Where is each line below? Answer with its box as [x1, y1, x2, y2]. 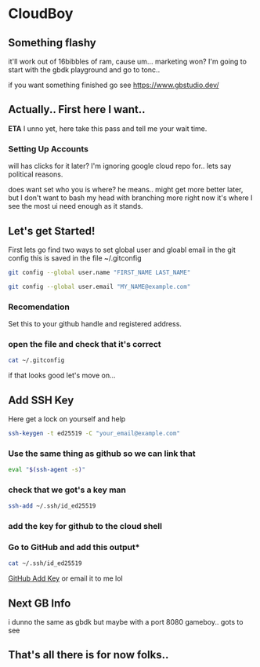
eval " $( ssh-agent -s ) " [8, 466, 86, 474]
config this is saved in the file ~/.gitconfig [8, 253, 143, 263]
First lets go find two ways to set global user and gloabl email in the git [8, 245, 237, 254]
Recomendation [8, 301, 70, 312]
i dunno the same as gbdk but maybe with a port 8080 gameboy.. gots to [8, 618, 244, 627]
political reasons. [8, 169, 63, 179]
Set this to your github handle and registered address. [8, 319, 182, 328]
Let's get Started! [8, 224, 96, 238]
